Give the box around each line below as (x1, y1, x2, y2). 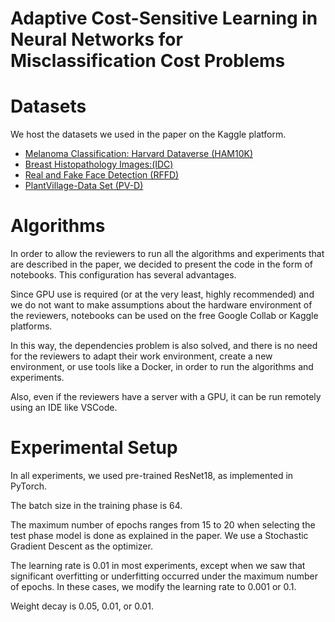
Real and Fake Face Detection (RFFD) (24, 169, 180, 181)
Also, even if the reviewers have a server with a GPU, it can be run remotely (10, 391, 322, 403)
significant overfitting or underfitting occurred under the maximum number (10, 570, 319, 582)
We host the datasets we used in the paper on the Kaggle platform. (10, 128, 287, 141)
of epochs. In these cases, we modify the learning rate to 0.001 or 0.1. (10, 581, 297, 592)
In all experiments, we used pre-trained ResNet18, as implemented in (10, 470, 294, 481)
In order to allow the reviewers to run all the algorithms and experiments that (10, 248, 325, 260)
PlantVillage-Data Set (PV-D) (24, 180, 144, 192)
